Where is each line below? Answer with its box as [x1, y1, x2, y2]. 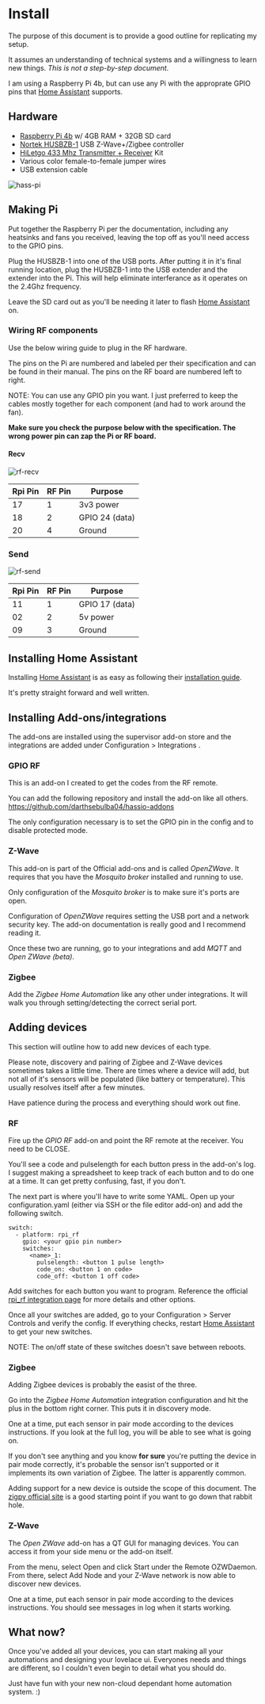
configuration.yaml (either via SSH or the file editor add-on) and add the [8, 1200, 243, 1209]
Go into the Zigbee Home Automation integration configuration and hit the [8, 1396, 249, 1405]
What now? [8, 1626, 66, 1639]
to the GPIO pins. [8, 241, 64, 250]
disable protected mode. [8, 826, 89, 835]
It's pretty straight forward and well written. [8, 688, 150, 697]
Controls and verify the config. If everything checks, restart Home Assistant [8, 1318, 256, 1328]
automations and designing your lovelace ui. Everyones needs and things [8, 1655, 247, 1664]
